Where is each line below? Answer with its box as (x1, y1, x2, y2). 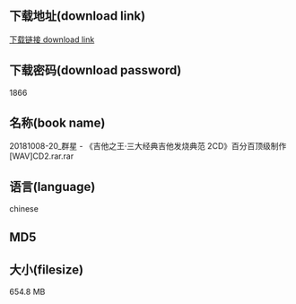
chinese (9, 204, 39, 214)
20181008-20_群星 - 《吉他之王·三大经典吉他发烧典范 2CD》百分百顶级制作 (9, 141, 287, 152)
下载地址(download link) (9, 8, 146, 24)
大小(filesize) (9, 263, 83, 278)
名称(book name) (9, 116, 106, 131)
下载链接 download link (9, 34, 95, 45)
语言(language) (9, 178, 96, 195)
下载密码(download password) (9, 63, 182, 78)
